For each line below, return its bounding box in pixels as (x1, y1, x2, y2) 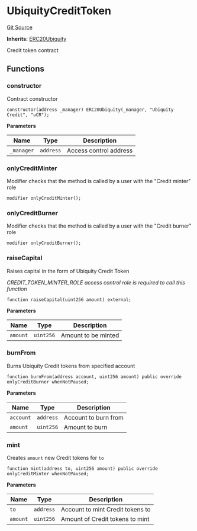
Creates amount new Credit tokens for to (7, 455, 104, 462)
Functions (7, 64, 45, 74)
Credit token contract (7, 46, 59, 54)
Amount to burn (63, 423, 108, 431)
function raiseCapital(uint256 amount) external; (7, 296, 132, 303)
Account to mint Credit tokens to (60, 506, 151, 514)
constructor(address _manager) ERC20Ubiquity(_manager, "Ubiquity (7, 107, 174, 113)
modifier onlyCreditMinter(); (7, 195, 82, 201)
